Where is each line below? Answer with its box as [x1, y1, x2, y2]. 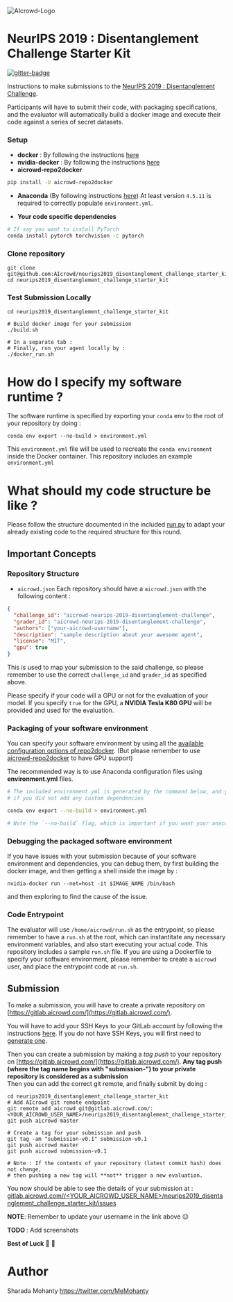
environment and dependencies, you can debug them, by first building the [7, 859, 219, 868]
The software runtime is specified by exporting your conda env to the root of [7, 412, 224, 420]
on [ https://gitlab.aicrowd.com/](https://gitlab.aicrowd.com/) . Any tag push [7, 1057, 223, 1066]
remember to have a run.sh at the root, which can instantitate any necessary [7, 933, 226, 941]
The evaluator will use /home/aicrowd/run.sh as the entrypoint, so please [7, 925, 215, 934]
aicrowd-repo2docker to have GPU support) [7, 754, 133, 762]
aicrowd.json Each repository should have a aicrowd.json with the [17, 584, 207, 593]
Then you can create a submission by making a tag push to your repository [7, 1050, 222, 1059]
